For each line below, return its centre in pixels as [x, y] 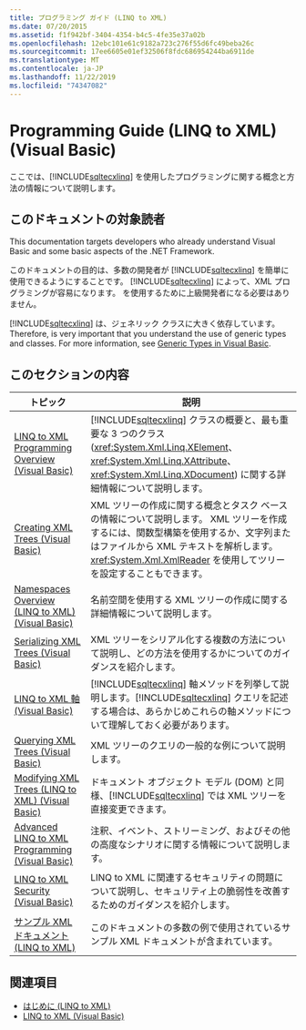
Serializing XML [48, 641]
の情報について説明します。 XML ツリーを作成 [189, 519]
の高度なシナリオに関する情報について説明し [186, 845]
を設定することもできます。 [149, 574]
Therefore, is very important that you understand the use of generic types [148, 334]
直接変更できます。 [131, 810]
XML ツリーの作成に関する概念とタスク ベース [189, 505]
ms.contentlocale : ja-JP [56, 69]
